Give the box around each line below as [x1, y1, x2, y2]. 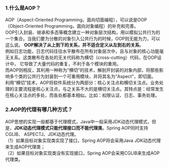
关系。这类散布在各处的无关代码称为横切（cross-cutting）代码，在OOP [9, 54, 157, 61]
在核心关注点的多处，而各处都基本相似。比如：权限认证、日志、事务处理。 [5, 92, 159, 99]
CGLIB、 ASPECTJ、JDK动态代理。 [5, 131, 79, 137]
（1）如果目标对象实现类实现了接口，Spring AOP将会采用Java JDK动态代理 [5, 137, 161, 143]
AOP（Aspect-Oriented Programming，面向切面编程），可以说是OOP [5, 17, 147, 23]
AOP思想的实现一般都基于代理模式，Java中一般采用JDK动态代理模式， [5, 118, 152, 124]
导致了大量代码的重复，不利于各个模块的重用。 [24, 61, 121, 67]
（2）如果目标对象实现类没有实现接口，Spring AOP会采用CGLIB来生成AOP [5, 150, 160, 156]
